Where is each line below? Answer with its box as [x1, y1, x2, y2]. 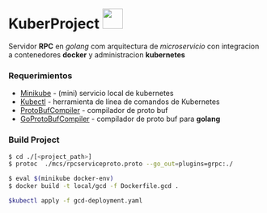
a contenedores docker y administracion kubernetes [8, 49, 186, 60]
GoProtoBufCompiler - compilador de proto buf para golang [19, 114, 221, 124]
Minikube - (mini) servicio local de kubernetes [19, 89, 174, 98]
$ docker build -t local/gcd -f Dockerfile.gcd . [8, 182, 180, 190]
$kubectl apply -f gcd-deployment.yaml [8, 197, 143, 205]
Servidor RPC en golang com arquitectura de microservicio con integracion [8, 41, 260, 51]
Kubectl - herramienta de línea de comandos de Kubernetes [19, 97, 220, 106]
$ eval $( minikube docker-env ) [8, 174, 114, 183]
